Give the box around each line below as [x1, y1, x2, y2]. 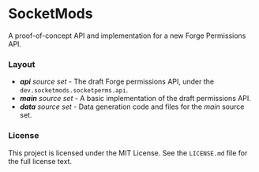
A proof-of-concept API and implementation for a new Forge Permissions [8, 31, 246, 40]
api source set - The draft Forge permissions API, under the [19, 77, 215, 87]
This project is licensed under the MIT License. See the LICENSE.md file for [8, 148, 248, 158]
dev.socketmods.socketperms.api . [19, 85, 129, 95]
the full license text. [8, 156, 73, 166]
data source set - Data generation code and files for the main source [19, 102, 245, 111]
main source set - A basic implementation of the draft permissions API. [19, 94, 251, 103]
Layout [8, 58, 36, 69]
